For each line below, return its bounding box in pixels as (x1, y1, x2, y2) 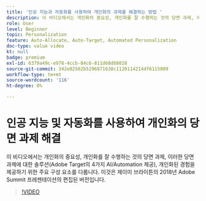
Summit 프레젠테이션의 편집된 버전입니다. (6, 175, 106, 183)
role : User (6, 20, 34, 26)
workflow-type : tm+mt (6, 71, 62, 78)
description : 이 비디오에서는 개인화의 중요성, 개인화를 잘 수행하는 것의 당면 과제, (6, 15, 194, 21)
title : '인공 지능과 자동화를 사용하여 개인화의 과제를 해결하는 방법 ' (6, 9, 162, 15)
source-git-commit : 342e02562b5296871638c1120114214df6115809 (6, 65, 169, 72)
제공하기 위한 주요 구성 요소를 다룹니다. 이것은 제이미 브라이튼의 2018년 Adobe (6, 168, 196, 175)
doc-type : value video (6, 43, 64, 49)
